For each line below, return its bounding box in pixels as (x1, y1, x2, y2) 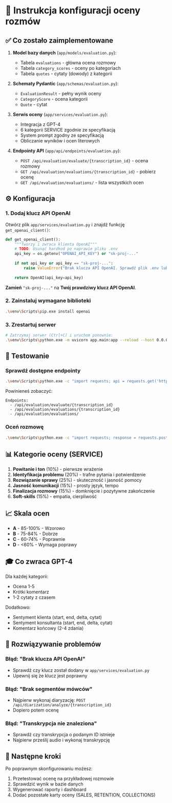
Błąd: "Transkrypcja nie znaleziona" (5, 720, 97, 727)
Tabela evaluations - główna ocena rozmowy (20, 60, 116, 66)
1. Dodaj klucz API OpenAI (5, 210, 71, 217)
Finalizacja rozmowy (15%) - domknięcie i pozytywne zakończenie (12, 488, 155, 494)
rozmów (5, 15, 41, 27)
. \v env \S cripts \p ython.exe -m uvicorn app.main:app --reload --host (5, 337, 155, 342)
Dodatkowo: (5, 604, 31, 610)
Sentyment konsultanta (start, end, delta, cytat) (12, 619, 113, 626)
